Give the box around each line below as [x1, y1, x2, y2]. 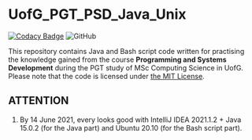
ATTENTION [8, 94, 69, 107]
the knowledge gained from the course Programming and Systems [8, 55, 227, 64]
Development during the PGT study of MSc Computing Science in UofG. [8, 63, 244, 72]
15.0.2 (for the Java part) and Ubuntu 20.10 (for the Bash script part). [19, 123, 243, 132]
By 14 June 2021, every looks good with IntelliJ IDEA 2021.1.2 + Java [19, 115, 242, 124]
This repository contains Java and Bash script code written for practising [8, 46, 245, 56]
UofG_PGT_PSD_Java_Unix [8, 5, 187, 23]
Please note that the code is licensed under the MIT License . [8, 71, 205, 81]
